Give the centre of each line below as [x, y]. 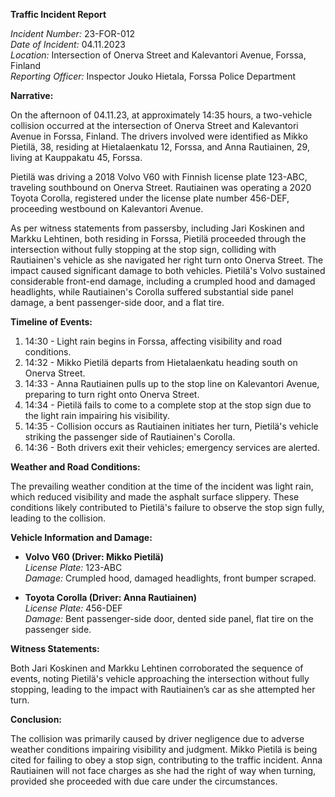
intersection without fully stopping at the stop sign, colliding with [143, 249]
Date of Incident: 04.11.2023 [68, 44]
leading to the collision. [58, 518]
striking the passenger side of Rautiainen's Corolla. [130, 437]
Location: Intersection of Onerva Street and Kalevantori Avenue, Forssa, [158, 55]
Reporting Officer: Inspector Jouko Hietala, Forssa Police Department [153, 76]
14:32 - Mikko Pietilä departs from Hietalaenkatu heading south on [161, 362]
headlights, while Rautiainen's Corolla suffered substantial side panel [152, 292]
